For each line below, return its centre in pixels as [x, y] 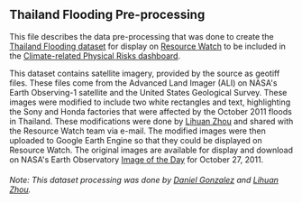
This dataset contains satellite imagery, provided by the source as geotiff [145, 73]
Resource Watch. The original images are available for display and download [151, 150]
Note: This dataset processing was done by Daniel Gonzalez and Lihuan [144, 180]
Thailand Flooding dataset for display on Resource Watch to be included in [148, 46]
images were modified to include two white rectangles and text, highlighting [150, 102]
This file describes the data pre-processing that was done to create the [142, 36]
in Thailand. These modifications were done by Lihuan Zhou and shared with [151, 121]
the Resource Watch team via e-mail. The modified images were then [137, 131]
